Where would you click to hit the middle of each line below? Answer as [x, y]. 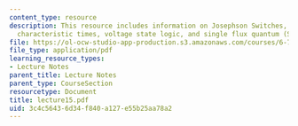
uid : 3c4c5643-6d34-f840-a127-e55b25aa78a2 [91, 108]
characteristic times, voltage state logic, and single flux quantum [148, 34]
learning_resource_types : [57, 59]
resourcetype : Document [53, 91]
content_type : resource [53, 17]
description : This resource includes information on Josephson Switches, [149, 26]
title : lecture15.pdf [49, 100]
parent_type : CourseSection [61, 83]
